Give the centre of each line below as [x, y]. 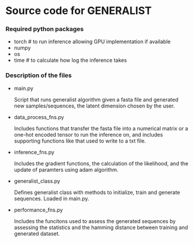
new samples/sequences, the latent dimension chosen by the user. [94, 106]
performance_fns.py [38, 210]
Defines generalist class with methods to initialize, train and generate [97, 192]
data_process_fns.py [39, 117]
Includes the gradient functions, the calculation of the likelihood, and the [101, 163]
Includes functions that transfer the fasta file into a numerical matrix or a [101, 128]
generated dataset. [37, 233]
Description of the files [39, 75]
